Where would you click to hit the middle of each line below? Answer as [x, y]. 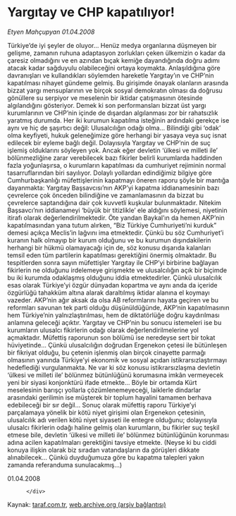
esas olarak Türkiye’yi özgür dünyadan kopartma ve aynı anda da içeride [113, 285]
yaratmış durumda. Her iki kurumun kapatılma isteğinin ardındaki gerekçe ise [118, 120]
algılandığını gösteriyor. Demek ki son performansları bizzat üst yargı [107, 105]
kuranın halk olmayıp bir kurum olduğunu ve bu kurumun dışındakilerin [109, 240]
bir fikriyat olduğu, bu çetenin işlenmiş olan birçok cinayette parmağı [107, 352]
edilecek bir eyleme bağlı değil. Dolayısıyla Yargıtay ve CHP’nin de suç [109, 142]
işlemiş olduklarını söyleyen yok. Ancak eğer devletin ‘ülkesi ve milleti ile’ [113, 150]
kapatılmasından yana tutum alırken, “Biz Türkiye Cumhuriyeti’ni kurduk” [112, 225]
